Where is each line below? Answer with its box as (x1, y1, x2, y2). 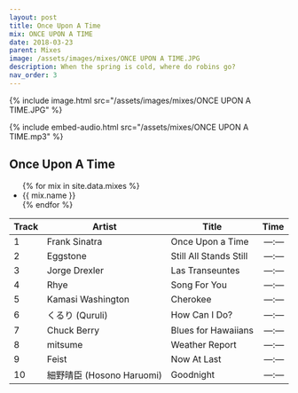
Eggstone (47, 249, 87, 262)
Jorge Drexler (47, 263, 105, 276)
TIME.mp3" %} (9, 130, 64, 142)
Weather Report (170, 338, 237, 350)
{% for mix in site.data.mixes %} (21, 180, 140, 191)
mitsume (47, 338, 83, 350)
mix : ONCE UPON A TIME (9, 29, 93, 38)
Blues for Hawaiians (170, 324, 255, 336)
